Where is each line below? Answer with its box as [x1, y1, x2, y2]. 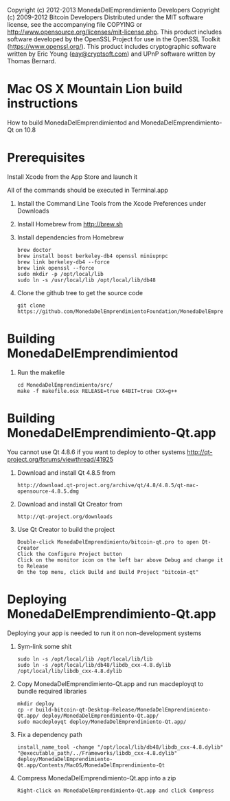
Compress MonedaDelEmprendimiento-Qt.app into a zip [16, 773, 176, 782]
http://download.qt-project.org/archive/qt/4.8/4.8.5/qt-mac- [16, 482, 199, 489]
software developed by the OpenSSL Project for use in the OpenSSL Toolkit [7, 35, 221, 43]
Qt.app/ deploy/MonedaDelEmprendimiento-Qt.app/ [16, 712, 159, 719]
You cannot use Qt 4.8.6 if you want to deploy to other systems [7, 447, 185, 456]
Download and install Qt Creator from [16, 500, 123, 508]
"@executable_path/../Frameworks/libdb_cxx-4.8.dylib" [16, 749, 178, 756]
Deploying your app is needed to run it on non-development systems [7, 629, 202, 637]
